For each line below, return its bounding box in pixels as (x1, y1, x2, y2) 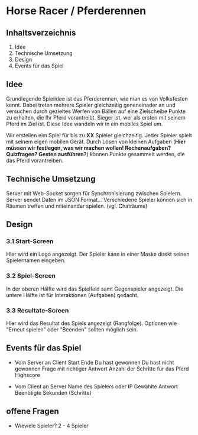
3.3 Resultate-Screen (6, 306, 69, 314)
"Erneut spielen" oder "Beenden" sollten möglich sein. (6, 326, 138, 333)
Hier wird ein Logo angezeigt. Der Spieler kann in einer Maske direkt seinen (6, 250, 190, 258)
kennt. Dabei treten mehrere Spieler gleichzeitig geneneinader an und (6, 101, 176, 108)
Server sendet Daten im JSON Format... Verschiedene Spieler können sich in (6, 196, 193, 203)
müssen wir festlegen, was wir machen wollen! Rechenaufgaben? (6, 144, 171, 152)
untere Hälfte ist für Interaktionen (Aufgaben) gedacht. (6, 291, 139, 298)
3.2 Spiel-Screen (6, 272, 56, 280)
